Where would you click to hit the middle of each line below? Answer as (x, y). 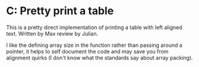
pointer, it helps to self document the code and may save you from (87, 51)
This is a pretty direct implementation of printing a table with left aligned (94, 27)
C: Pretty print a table (60, 11)
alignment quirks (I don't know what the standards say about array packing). (99, 58)
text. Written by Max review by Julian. (52, 33)
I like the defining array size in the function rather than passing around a (94, 45)
